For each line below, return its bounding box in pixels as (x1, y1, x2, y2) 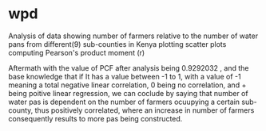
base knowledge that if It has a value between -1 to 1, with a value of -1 (8, 71, 241, 81)
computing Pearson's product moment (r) (8, 48, 145, 57)
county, (8, 105, 34, 115)
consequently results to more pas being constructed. (8, 114, 183, 123)
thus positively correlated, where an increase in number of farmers (34, 105, 255, 115)
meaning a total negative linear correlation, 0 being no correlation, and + (8, 80, 247, 90)
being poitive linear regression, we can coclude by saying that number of (8, 88, 249, 98)
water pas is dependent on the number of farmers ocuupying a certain (8, 97, 240, 106)
